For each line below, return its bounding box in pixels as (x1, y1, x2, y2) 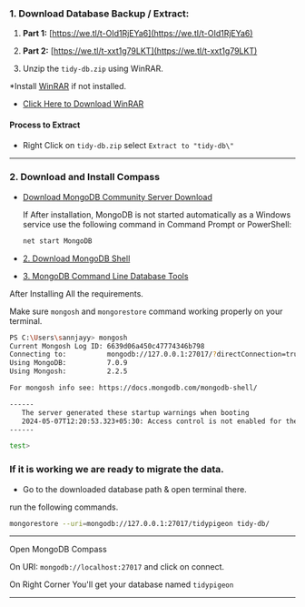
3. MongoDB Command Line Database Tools (22, 270, 189, 281)
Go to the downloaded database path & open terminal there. (22, 483, 247, 494)
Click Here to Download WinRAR (22, 98, 144, 109)
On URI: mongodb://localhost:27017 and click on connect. (9, 561, 225, 572)
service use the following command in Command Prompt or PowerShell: (22, 218, 292, 229)
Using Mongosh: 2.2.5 (9, 367, 128, 376)
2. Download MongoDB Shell (22, 253, 131, 264)
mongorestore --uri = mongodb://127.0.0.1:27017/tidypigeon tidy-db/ (9, 519, 271, 528)
